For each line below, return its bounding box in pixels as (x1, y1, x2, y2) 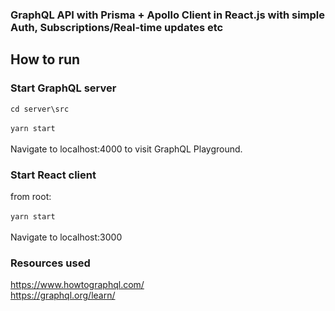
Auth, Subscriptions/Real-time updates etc (10, 20, 224, 34)
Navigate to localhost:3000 (10, 231, 123, 243)
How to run (10, 51, 81, 68)
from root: (10, 190, 52, 202)
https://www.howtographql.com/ (10, 279, 145, 291)
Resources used (10, 256, 91, 270)
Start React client (10, 168, 97, 182)
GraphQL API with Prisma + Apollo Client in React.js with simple (10, 8, 325, 22)
